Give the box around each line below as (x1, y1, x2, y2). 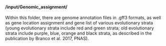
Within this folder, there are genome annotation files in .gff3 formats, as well (5, 15, 161, 21)
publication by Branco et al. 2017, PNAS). (5, 36, 89, 42)
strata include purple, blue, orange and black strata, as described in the (5, 30, 152, 36)
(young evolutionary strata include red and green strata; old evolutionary (5, 25, 155, 31)
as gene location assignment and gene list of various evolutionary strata (5, 20, 154, 26)
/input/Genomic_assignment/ (5, 4, 68, 10)
